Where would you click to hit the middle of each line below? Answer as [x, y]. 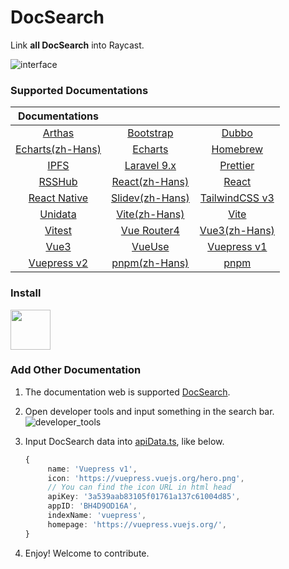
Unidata [58, 214]
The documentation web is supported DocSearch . [127, 392]
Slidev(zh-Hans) [150, 198]
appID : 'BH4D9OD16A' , [92, 506]
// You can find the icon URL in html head [139, 487]
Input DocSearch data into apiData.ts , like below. [124, 441]
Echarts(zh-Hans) [58, 149]
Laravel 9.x [150, 166]
